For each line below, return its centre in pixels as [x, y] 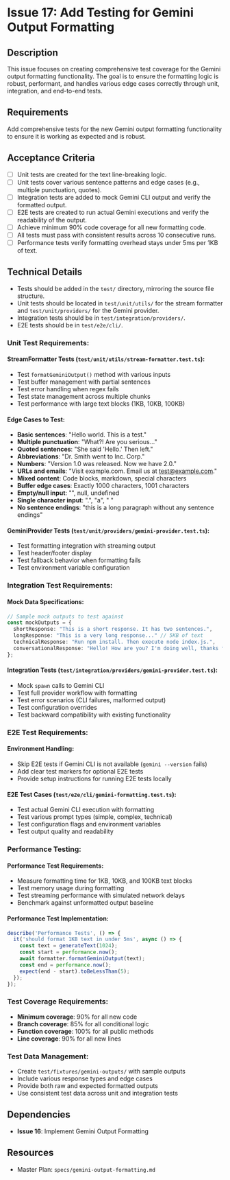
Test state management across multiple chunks [84, 396]
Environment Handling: [41, 749]
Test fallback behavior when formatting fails [79, 560]
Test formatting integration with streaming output [86, 546]
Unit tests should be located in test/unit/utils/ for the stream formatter [120, 303]
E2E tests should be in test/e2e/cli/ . [70, 325]
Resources [30, 1153]
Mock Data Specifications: [46, 601]
